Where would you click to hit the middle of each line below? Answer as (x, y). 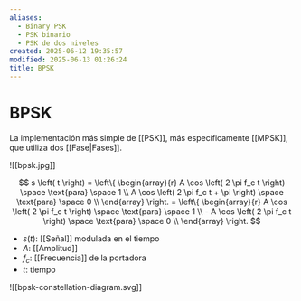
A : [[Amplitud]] (50, 248)
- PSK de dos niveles (58, 43)
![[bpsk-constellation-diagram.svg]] (76, 287)
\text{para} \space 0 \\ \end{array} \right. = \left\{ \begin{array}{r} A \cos (152, 202)
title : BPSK (32, 69)
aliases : (26, 18)
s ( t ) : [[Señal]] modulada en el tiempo (91, 238)
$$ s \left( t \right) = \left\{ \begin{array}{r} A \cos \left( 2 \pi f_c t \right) (152, 183)
